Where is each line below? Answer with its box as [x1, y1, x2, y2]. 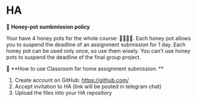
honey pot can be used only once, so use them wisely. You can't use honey [6, 47, 191, 54]
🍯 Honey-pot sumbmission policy [6, 23, 90, 30]
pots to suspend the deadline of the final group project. [6, 53, 141, 60]
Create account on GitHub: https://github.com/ [14, 76, 129, 84]
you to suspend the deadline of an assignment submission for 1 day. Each [6, 41, 186, 48]
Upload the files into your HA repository [14, 89, 112, 96]
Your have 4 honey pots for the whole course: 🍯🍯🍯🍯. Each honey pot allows [6, 34, 191, 42]
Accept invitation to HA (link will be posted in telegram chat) [14, 82, 162, 90]
